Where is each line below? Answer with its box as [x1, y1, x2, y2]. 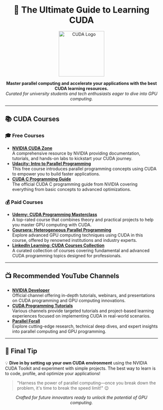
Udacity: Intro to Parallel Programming [12, 160, 91, 166]
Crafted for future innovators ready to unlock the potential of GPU [15, 394, 148, 400]
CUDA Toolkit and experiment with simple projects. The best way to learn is [5, 365, 156, 371]
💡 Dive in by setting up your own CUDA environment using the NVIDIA [5, 360, 147, 365]
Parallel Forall [12, 318, 40, 324]
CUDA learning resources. [54, 85, 109, 91]
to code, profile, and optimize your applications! [5, 370, 101, 376]
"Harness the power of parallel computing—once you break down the [16, 380, 156, 386]
